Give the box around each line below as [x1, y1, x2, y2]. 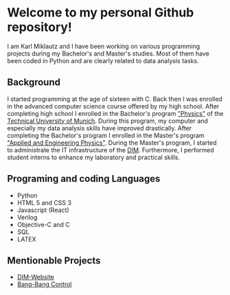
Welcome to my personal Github [7, 5, 194, 21]
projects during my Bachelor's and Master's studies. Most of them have [7, 49, 209, 58]
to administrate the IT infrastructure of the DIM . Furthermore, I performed [7, 145, 214, 154]
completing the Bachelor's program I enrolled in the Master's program [7, 131, 205, 139]
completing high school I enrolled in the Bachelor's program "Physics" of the [7, 109, 224, 117]
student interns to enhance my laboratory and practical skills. [7, 153, 181, 161]
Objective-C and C [16, 220, 70, 228]
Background [7, 77, 60, 88]
